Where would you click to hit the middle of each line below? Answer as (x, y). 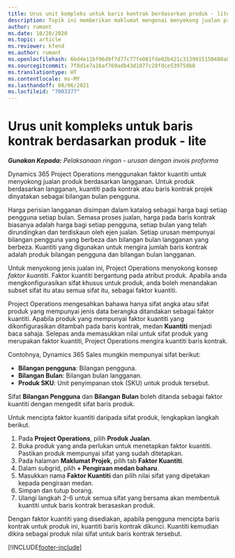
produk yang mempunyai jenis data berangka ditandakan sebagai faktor (111, 311)
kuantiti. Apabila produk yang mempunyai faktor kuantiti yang (96, 319)
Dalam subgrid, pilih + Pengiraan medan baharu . (89, 468)
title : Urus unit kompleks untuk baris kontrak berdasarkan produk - (111, 14)
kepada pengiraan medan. (55, 483)
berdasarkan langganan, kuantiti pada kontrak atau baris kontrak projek (111, 189)
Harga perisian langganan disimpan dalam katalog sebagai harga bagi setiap (117, 210)
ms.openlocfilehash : (38, 59)
